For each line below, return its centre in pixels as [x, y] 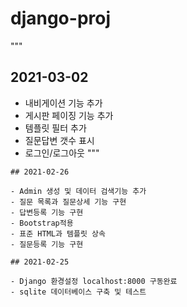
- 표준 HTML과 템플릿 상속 [58, 233]
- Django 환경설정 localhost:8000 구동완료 [94, 281]
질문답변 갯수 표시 [59, 140]
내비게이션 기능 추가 [63, 103]
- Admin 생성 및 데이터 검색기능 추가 [78, 191]
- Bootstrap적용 [42, 223]
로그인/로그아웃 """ [62, 153]
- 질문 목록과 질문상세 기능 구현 [68, 202]
